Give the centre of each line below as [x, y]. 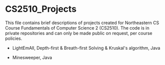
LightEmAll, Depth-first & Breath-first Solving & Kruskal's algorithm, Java [86, 48]
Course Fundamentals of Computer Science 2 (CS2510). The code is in [77, 28]
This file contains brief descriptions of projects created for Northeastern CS [82, 23]
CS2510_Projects [41, 9]
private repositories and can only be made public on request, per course [79, 33]
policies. [14, 38]
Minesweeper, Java [32, 57]
